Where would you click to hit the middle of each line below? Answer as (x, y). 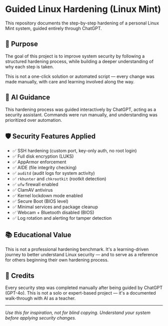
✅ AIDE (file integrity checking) (44, 168)
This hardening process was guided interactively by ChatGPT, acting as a (81, 109)
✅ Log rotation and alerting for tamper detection (62, 218)
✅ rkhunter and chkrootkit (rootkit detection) (59, 179)
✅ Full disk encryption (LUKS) (43, 156)
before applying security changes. (41, 318)
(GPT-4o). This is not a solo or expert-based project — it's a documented (80, 293)
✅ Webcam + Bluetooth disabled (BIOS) (53, 213)
